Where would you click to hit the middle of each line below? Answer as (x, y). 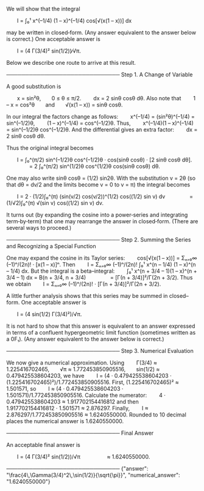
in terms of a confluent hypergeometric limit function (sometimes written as (101, 332)
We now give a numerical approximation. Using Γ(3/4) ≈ (82, 363)
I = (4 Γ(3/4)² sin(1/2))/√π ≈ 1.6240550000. (84, 457)
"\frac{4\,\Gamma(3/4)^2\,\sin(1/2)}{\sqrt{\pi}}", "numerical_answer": (93, 475)
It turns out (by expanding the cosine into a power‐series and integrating (97, 215)
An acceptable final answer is (43, 445)
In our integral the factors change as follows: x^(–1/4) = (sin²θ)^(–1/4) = (100, 116)
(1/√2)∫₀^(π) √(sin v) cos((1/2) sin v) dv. (55, 203)
